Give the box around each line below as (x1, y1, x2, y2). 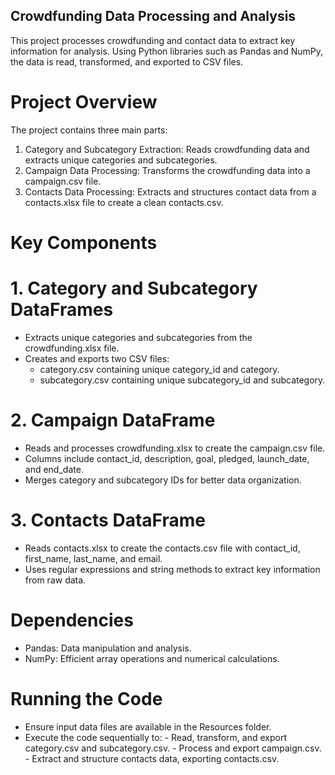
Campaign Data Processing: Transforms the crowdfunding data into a (24, 164, 311, 176)
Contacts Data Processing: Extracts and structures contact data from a (24, 185, 317, 198)
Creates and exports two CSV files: (24, 352, 170, 364)
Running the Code (10, 687, 163, 710)
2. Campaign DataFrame (10, 409, 216, 432)
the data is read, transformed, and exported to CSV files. (10, 55, 244, 68)
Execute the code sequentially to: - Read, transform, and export (24, 731, 287, 743)
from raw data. (24, 574, 87, 586)
